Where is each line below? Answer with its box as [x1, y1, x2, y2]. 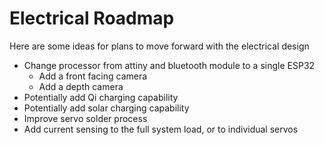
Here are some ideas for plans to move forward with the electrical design [9, 40, 310, 52]
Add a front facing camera [38, 70, 148, 82]
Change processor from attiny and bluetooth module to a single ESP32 [23, 59, 316, 71]
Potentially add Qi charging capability [23, 91, 179, 103]
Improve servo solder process [23, 112, 148, 124]
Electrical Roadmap [9, 7, 175, 30]
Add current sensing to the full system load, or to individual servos [23, 123, 299, 135]
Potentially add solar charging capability [23, 102, 190, 114]
